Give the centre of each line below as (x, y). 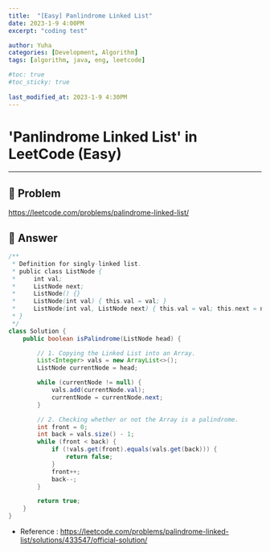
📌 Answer (33, 238)
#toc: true (27, 75)
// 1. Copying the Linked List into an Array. (117, 353)
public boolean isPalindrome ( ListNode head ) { (102, 338)
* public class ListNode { (57, 271)
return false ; (89, 457)
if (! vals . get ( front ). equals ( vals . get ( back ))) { (134, 450)
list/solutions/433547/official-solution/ (84, 540)
